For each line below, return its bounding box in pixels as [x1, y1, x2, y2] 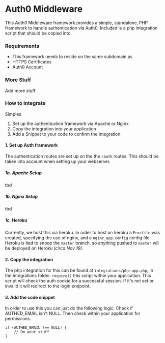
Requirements [5, 42, 40, 49]
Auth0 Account [12, 64, 43, 70]
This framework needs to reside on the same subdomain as [12, 54, 133, 60]
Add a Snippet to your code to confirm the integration [12, 131, 121, 137]
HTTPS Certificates [12, 59, 52, 65]
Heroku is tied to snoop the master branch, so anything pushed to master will [5, 240, 160, 246]
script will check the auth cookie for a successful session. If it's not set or [5, 278, 154, 284]
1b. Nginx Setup [5, 193, 38, 199]
